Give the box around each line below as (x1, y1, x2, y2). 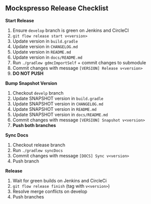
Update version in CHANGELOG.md (12, 43, 78, 50)
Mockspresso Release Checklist (5, 4, 109, 13)
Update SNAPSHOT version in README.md (12, 106, 97, 112)
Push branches (12, 193, 44, 199)
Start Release (5, 17, 34, 23)
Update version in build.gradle (12, 38, 78, 44)
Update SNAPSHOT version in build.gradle (12, 95, 104, 101)
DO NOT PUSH (12, 70, 44, 76)
